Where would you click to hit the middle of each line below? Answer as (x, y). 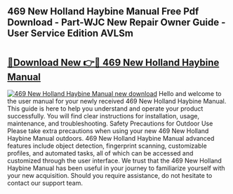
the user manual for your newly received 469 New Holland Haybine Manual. (117, 101)
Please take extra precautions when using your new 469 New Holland (108, 131)
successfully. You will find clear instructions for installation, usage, (104, 116)
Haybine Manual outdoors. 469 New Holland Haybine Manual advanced (111, 138)
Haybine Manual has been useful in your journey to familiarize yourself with (116, 168)
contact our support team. (45, 183)
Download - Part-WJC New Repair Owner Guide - (116, 23)
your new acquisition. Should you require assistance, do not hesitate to (110, 175)
